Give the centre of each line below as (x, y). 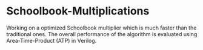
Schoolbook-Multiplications (78, 11)
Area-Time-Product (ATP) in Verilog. (52, 40)
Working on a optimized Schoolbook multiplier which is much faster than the (101, 28)
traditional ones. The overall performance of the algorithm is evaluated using (102, 34)
